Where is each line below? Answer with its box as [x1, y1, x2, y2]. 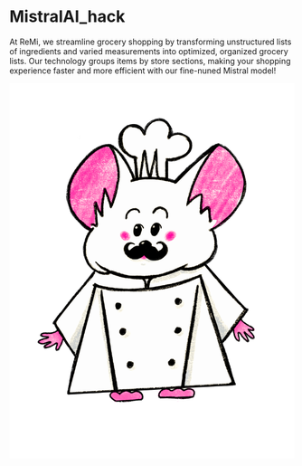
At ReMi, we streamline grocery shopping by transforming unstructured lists [9, 36, 292, 47]
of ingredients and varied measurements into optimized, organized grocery [9, 45, 289, 56]
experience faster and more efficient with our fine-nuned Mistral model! [9, 65, 277, 76]
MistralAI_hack [9, 6, 126, 27]
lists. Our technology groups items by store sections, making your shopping [9, 55, 291, 66]
